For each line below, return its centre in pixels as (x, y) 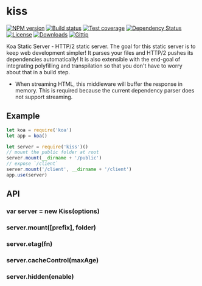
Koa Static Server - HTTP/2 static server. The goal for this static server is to (101, 46)
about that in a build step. (38, 72)
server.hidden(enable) (40, 276)
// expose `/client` (33, 164)
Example (23, 116)
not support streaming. (44, 97)
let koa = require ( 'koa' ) (39, 130)
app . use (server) (27, 175)
